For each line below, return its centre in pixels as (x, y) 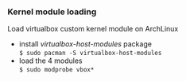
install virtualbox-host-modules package (85, 44)
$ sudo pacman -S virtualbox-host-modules (90, 53)
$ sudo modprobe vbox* (56, 70)
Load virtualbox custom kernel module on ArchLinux (93, 29)
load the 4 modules (50, 61)
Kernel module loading (52, 12)
